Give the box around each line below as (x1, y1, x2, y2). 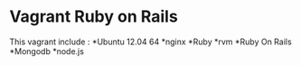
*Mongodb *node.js (9, 45, 84, 56)
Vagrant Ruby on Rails (9, 6, 178, 27)
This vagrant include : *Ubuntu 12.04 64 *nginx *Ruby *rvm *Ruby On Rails (9, 36, 292, 47)
